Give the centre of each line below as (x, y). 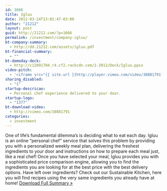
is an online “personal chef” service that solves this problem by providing (80, 141)
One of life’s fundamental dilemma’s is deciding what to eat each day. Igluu (82, 135)
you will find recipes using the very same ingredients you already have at (80, 178)
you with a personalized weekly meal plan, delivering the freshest (72, 146)
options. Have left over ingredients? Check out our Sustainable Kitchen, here (83, 172)
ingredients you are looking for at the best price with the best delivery (77, 167)
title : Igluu (19, 14)
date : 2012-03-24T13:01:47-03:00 (40, 19)
